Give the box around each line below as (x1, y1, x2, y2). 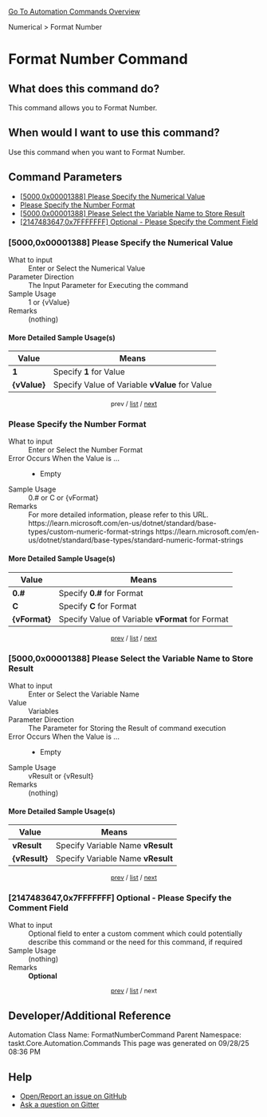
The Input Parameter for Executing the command (28, 280, 189, 290)
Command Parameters (8, 171, 123, 184)
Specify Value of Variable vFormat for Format (58, 614, 229, 625)
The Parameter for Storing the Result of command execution (28, 723, 226, 732)
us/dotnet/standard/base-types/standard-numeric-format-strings (28, 535, 244, 545)
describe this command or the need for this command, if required (28, 937, 243, 947)
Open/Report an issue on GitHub (19, 1091, 128, 1101)
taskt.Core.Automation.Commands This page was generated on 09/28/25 (8, 1039, 249, 1048)
